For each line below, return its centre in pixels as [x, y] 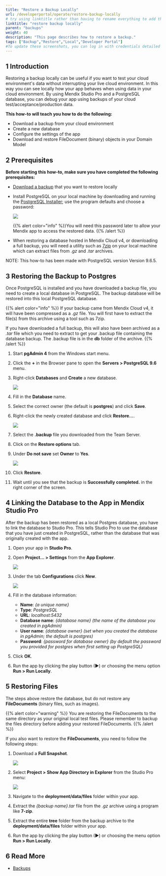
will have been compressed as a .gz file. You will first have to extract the [79, 314]
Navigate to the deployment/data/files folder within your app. [76, 796]
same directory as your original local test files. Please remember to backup [82, 718]
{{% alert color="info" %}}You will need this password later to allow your [86, 226]
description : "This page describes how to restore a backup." [71, 38]
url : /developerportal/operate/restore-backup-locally [63, 14]
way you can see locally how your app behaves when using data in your [79, 89]
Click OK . [22, 656]
